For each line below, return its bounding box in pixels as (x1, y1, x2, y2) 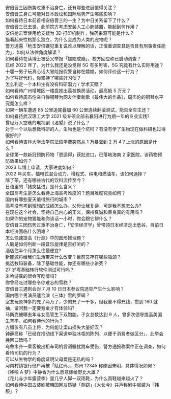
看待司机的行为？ (5, 350, 41, 356)
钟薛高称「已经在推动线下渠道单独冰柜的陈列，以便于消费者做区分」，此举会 (5, 330, 164, 337)
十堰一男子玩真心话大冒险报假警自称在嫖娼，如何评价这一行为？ (5, 69, 139, 74)
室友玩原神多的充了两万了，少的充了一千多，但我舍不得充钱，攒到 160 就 (5, 299, 158, 304)
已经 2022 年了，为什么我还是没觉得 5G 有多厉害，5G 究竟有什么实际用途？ (5, 62, 164, 68)
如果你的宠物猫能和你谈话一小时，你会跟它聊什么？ (5, 215, 112, 221)
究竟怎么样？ (5, 100, 32, 106)
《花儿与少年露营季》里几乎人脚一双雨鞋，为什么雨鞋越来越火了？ (5, 375, 144, 381)
